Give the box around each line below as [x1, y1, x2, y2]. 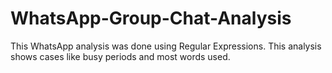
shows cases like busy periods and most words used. [10, 50, 231, 62]
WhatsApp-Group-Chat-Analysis [10, 7, 292, 30]
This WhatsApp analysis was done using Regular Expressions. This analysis [10, 40, 322, 52]
